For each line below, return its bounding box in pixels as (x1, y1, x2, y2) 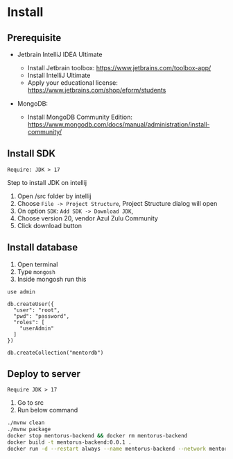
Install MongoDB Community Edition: (27, 113, 133, 121)
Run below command (17, 406, 78, 414)
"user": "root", (13, 307, 60, 314)
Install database (7, 241, 78, 254)
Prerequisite (7, 32, 62, 44)
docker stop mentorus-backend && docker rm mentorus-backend (7, 433, 188, 440)
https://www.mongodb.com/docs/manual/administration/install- (27, 120, 210, 129)
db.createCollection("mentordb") (7, 349, 104, 356)
